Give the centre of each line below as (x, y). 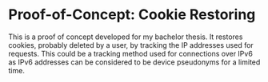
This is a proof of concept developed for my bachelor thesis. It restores (126, 37)
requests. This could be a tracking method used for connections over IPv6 (131, 53)
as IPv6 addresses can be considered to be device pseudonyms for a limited (134, 62)
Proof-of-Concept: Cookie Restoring (132, 15)
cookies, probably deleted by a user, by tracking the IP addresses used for (131, 45)
